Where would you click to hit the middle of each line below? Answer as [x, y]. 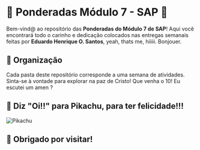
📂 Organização [35, 60]
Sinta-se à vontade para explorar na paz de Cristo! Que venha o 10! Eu [93, 81]
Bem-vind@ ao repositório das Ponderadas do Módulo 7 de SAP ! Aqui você [100, 29]
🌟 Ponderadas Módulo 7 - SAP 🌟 [87, 12]
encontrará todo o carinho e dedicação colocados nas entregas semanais [98, 35]
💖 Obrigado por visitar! [50, 139]
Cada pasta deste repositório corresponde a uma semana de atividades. [95, 75]
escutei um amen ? [29, 87]
